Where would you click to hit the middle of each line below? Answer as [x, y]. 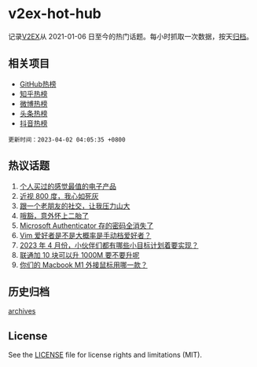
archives [22, 311]
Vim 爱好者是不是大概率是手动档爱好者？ [85, 235]
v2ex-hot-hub [55, 14]
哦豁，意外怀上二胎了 [54, 215]
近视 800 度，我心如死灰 [59, 196]
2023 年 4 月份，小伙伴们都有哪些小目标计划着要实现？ [109, 245]
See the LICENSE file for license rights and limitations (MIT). [105, 355]
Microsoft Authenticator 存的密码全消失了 [86, 226]
